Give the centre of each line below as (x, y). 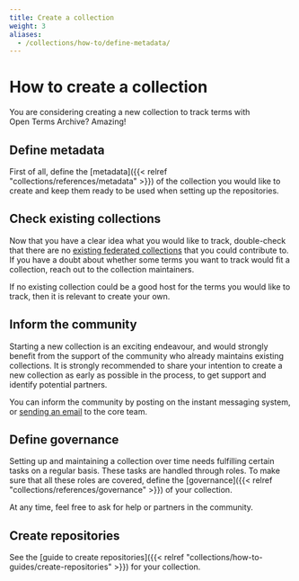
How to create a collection (109, 87)
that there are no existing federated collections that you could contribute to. (149, 250)
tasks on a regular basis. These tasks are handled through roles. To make (145, 471)
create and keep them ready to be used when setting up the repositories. (145, 191)
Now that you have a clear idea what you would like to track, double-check (148, 240)
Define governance (64, 440)
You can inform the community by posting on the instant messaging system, (150, 402)
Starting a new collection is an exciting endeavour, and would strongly (139, 346)
